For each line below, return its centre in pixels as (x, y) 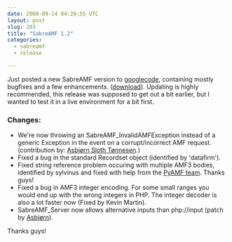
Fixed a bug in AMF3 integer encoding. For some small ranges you (113, 188)
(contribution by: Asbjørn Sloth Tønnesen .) (79, 150)
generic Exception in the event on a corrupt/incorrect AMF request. (114, 143)
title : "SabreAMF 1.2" (40, 33)
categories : (25, 40)
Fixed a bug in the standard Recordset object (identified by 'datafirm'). (119, 158)
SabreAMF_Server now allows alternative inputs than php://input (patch (120, 210)
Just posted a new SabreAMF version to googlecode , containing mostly (110, 79)
